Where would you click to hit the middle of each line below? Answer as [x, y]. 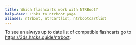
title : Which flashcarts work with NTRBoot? [51, 9]
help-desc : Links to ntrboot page [41, 14]
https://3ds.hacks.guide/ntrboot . [38, 37]
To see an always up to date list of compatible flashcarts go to [68, 32]
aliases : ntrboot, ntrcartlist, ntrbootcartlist [56, 18]
